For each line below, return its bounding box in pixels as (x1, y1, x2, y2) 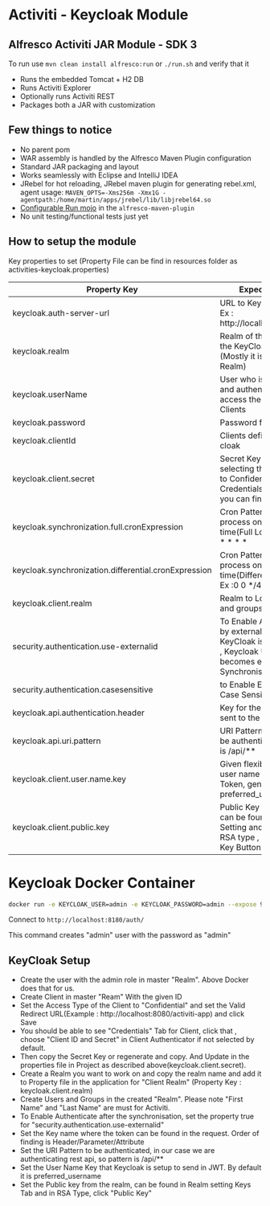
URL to (219, 297, 246, 309)
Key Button (219, 841, 261, 852)
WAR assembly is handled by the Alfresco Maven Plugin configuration (19, 153, 252, 162)
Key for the (219, 701, 261, 713)
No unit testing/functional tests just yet (19, 211, 149, 221)
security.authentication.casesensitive (12, 684, 153, 695)
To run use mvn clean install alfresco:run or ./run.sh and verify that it (8, 59, 249, 68)
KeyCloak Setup (8, 954, 91, 967)
